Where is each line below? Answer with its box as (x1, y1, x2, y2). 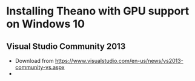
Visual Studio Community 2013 (6, 41, 126, 51)
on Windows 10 (6, 17, 85, 31)
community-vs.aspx (15, 63, 65, 71)
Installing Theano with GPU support (6, 4, 190, 18)
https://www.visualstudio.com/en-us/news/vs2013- (55, 57, 183, 64)
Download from (15, 57, 54, 64)
